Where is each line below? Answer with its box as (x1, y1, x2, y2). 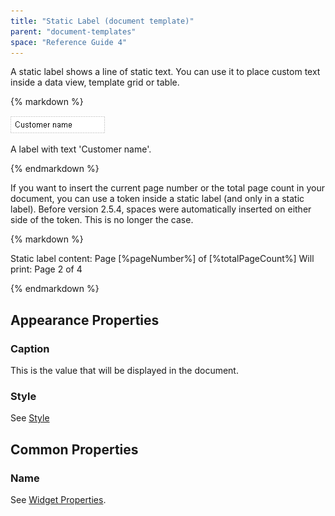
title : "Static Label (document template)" (10, 16, 195, 26)
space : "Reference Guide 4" (10, 37, 128, 47)
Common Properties (10, 441, 139, 458)
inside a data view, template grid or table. (10, 76, 180, 89)
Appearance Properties (10, 311, 160, 329)
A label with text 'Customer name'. (10, 143, 152, 155)
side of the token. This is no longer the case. (10, 214, 194, 226)
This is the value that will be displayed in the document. (10, 365, 239, 377)
